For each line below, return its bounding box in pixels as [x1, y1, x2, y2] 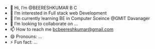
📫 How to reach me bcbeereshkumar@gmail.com [10, 26, 114, 32]
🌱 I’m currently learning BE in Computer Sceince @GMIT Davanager [10, 15, 150, 21]
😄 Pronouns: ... [10, 33, 43, 39]
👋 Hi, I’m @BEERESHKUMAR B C [10, 5, 77, 10]
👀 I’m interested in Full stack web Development [10, 10, 107, 16]
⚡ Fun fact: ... [10, 39, 38, 45]
